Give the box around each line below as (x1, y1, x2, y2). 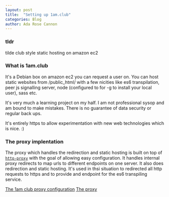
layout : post (5, 7, 33, 13)
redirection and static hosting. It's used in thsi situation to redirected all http (5, 166, 162, 172)
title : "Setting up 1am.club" (5, 12, 71, 17)
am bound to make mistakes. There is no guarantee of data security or (5, 105, 152, 111)
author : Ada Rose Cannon (5, 21, 58, 27)
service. (5, 176, 22, 182)
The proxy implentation (5, 138, 64, 145)
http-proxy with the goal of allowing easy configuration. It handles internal (5, 155, 160, 161)
